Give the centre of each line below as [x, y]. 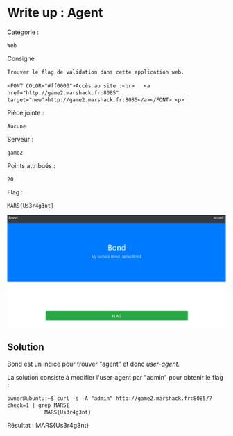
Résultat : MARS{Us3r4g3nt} [48, 425]
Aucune [17, 126]
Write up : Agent [55, 13]
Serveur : [20, 139]
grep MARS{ [54, 405]
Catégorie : [23, 32]
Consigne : [23, 58]
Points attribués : [31, 165]
